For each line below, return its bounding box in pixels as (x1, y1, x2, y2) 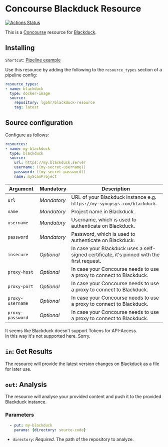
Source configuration (5, 118, 73, 127)
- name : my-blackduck (5, 146, 50, 151)
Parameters (5, 412, 34, 419)
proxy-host (7, 269, 33, 275)
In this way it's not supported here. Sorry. (5, 333, 91, 339)
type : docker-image (9, 91, 50, 96)
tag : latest (14, 105, 39, 110)
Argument (8, 185, 33, 192)
